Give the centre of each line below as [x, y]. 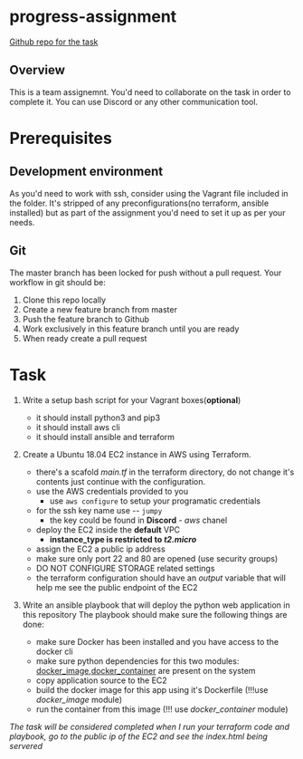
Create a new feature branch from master [100, 309]
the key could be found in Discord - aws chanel [138, 520]
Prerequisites [61, 138]
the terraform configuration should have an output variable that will [161, 578]
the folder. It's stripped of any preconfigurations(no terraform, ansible [139, 203]
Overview [38, 70]
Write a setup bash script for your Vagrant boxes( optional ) [132, 399]
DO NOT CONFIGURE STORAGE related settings [125, 568]
